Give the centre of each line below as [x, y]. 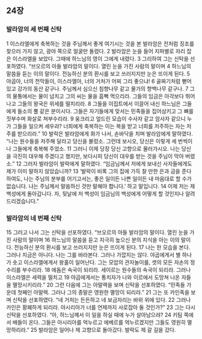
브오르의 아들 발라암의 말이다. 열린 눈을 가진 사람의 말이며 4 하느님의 [111, 66]
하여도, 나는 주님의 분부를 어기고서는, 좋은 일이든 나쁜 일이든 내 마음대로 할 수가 [99, 178]
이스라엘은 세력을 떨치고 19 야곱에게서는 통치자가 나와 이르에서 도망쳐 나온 [93, 277]
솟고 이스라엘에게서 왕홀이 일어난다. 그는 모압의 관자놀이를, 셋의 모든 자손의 [101, 262]
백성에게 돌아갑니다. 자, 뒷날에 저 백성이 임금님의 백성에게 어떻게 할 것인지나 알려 [101, 193]
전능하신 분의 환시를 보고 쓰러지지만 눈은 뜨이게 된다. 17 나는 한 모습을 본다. [102, 247]
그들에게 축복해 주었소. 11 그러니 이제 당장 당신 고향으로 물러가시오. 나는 [96, 148]
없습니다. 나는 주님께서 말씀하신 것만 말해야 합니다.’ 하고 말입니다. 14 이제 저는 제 [101, 186]
